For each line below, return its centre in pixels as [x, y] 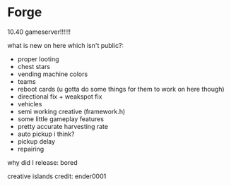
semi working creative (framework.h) [71, 111]
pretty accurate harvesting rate [63, 126]
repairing [31, 149]
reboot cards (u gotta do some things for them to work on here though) [121, 89]
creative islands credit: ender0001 [57, 176]
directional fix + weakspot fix [60, 97]
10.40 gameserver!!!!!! [39, 32]
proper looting [38, 59]
